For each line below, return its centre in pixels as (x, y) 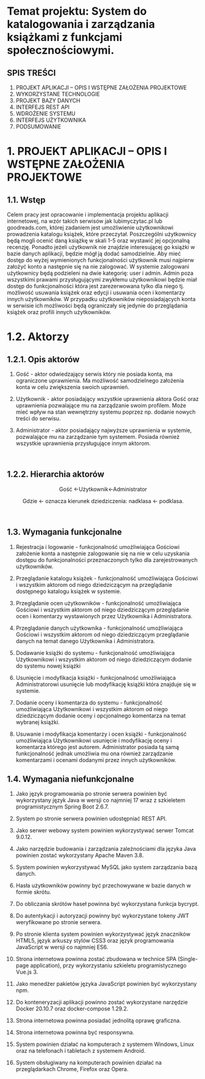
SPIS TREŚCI (31, 73)
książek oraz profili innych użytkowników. (59, 312)
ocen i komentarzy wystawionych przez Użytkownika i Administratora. (104, 616)
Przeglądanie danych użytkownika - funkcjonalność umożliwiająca (99, 628)
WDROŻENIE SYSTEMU (45, 114)
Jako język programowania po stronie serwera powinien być (91, 794)
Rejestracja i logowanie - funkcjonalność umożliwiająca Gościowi (98, 547)
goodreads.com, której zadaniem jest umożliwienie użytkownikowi (90, 227)
